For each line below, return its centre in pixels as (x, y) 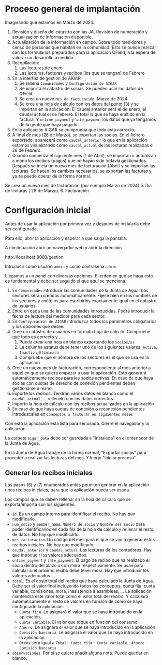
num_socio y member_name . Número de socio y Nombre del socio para (78, 524)
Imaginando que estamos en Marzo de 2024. (50, 22)
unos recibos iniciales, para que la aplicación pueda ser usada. (68, 490)
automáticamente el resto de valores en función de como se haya (77, 601)
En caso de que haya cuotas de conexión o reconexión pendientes (78, 409)
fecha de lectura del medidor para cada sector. (59, 316)
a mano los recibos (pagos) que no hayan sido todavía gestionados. (80, 161)
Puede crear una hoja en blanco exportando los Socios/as (77, 342)
